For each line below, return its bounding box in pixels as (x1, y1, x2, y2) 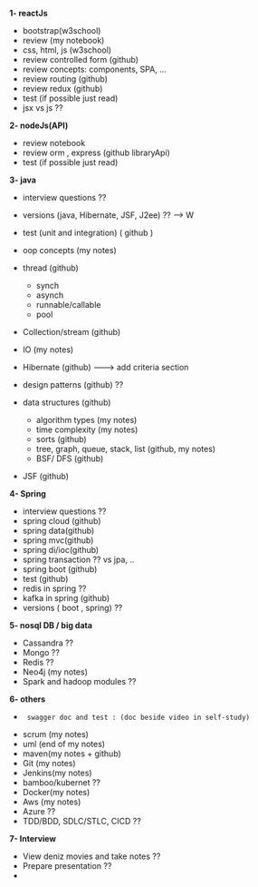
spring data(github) (22, 526, 95, 536)
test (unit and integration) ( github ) (22, 227, 154, 238)
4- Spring (9, 488, 47, 498)
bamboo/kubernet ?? (22, 777, 101, 788)
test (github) (22, 574, 69, 584)
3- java (9, 174, 36, 185)
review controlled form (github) (22, 54, 139, 64)
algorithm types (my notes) (35, 415, 138, 425)
